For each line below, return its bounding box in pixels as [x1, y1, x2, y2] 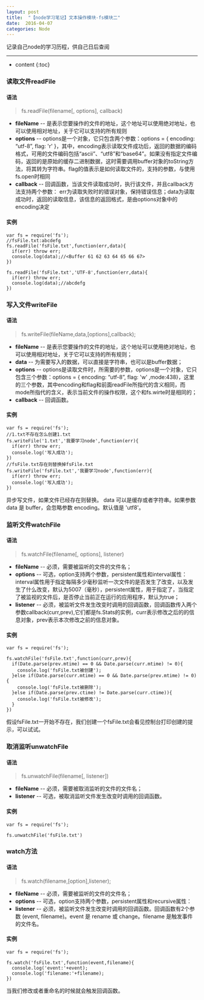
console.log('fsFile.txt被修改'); [17, 696, 102, 703]
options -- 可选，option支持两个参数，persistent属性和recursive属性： [15, 897, 192, 905]
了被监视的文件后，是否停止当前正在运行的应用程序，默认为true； [15, 593, 180, 601]
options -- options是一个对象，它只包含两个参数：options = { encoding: [15, 135, 195, 143]
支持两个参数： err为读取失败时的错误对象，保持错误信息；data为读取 [20, 188, 195, 195]
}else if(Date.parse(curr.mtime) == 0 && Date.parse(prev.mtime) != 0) [12, 673, 197, 679]
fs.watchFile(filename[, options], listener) [21, 550, 124, 558]
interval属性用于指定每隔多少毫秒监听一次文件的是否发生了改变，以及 [15, 578, 188, 586]
